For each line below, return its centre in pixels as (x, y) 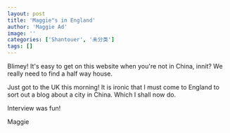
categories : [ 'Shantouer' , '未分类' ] (61, 40)
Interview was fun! (34, 108)
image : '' (22, 33)
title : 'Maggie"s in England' (52, 20)
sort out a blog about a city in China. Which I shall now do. (92, 94)
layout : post (26, 14)
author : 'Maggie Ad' (38, 27)
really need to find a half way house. (60, 73)
